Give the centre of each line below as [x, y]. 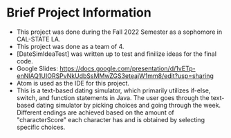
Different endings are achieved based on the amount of [95, 112]
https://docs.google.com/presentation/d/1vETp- [127, 68]
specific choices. [41, 127]
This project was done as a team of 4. [70, 46]
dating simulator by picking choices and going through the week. [129, 105]
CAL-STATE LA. [38, 39]
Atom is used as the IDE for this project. [73, 83]
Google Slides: [37, 68]
